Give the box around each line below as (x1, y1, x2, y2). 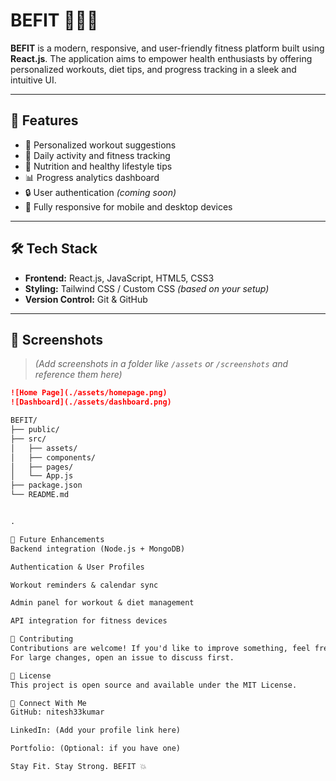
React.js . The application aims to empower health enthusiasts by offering (10, 52, 313, 64)
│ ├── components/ (10, 452, 97, 463)
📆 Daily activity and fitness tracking (24, 149, 171, 161)
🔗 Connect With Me (10, 698, 87, 708)
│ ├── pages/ (10, 462, 74, 472)
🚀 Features (10, 112, 79, 129)
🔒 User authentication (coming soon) (24, 186, 177, 198)
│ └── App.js (10, 471, 74, 481)
